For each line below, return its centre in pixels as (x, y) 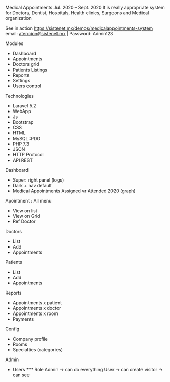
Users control (27, 86)
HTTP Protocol (28, 155)
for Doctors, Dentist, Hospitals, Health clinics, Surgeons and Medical (77, 13)
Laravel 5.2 (24, 106)
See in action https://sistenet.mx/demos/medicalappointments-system (79, 28)
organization (18, 18)
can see (21, 375)
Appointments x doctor (37, 308)
